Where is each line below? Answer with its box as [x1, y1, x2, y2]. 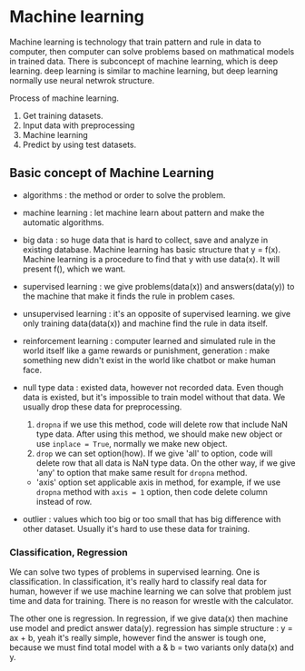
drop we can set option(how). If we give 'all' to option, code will [35, 448, 273, 459]
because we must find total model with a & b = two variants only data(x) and [9, 642, 295, 653]
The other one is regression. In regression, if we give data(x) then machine [9, 613, 289, 624]
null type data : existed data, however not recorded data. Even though [22, 381, 284, 392]
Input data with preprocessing [22, 120, 135, 131]
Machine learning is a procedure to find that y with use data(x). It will [22, 253, 280, 264]
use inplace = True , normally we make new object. [35, 438, 229, 449]
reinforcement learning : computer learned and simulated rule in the [22, 335, 277, 346]
